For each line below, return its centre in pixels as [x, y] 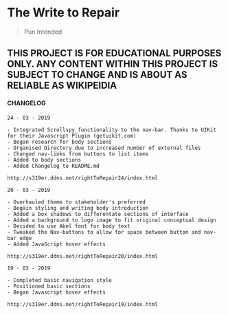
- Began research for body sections [59, 142]
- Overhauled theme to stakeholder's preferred [77, 202]
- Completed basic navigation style [59, 280]
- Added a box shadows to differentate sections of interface [98, 214]
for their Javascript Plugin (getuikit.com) [72, 135]
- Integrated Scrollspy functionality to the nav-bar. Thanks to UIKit [112, 130]
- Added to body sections [44, 160]
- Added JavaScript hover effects [57, 244]
